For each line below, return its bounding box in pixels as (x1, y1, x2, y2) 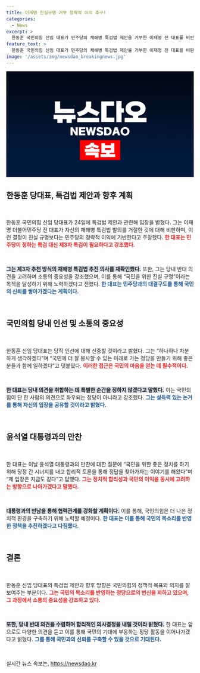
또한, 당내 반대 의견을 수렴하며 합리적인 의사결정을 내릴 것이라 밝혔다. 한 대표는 (6, 620, 187, 628)
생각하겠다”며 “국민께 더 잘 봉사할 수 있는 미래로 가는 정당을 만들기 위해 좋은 (17, 354, 193, 361)
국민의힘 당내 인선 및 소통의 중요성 (6, 318, 124, 328)
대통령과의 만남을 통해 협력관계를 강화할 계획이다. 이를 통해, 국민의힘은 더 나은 (6, 507, 186, 514)
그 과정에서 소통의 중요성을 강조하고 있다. (6, 596, 101, 603)
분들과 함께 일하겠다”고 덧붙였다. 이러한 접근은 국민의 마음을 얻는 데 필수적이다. (6, 362, 189, 369)
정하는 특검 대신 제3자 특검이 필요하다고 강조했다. (21, 241, 136, 248)
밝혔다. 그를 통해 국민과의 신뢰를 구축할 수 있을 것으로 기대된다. (17, 635, 162, 643)
